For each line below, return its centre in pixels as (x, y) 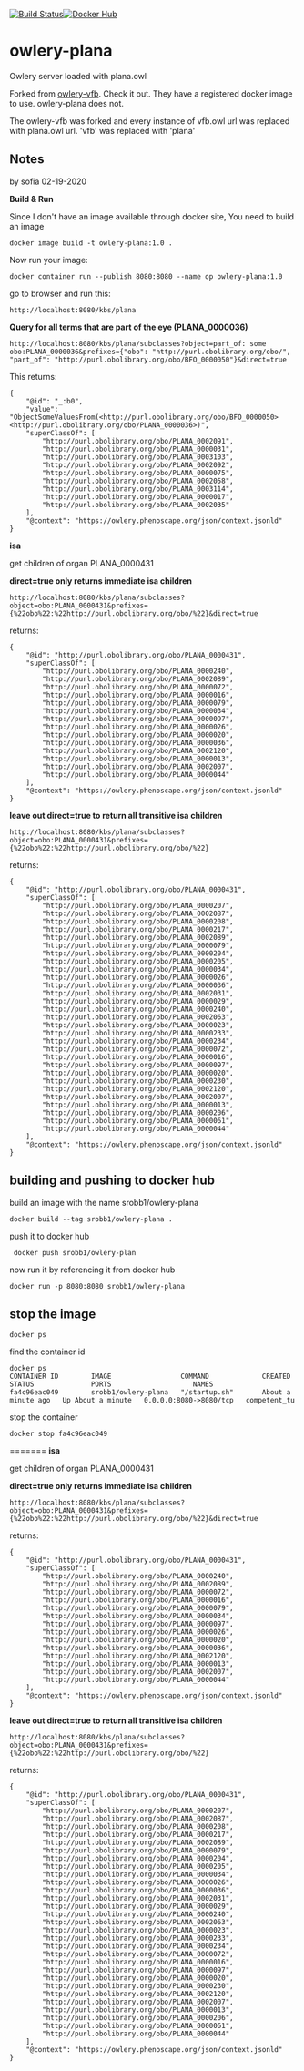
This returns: (33, 376)
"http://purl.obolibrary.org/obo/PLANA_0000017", (138, 496)
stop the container (44, 1417)
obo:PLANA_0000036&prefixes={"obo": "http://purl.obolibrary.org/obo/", (150, 352)
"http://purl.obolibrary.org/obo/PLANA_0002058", (138, 481)
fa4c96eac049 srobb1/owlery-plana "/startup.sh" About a (150, 1393)
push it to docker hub (49, 1236)
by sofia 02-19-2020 (48, 181)
